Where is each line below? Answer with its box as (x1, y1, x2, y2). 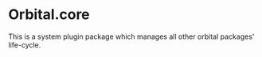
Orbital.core (8, 6, 90, 24)
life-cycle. (8, 40, 41, 49)
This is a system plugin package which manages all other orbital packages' (8, 32, 255, 41)
